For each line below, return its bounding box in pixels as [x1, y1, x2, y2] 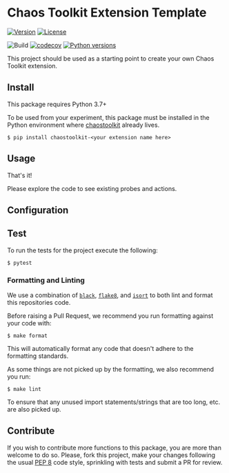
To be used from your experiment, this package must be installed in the [7, 113, 210, 121]
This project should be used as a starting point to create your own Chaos [7, 54, 215, 63]
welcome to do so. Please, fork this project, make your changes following [7, 450, 216, 459]
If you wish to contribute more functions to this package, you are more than [7, 443, 222, 452]
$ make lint [7, 386, 41, 393]
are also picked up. [7, 405, 61, 414]
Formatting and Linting [7, 275, 85, 285]
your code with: [7, 319, 52, 328]
